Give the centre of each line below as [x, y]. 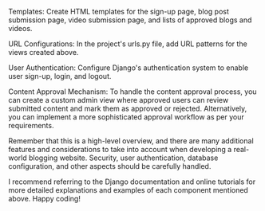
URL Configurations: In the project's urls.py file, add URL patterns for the [128, 44]
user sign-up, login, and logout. [60, 76]
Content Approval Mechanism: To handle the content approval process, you [132, 92]
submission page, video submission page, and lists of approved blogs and [130, 20]
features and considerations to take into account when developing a [120, 149]
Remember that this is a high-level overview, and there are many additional [131, 141]
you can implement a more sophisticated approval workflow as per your [127, 117]
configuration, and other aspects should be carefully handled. [110, 166]
